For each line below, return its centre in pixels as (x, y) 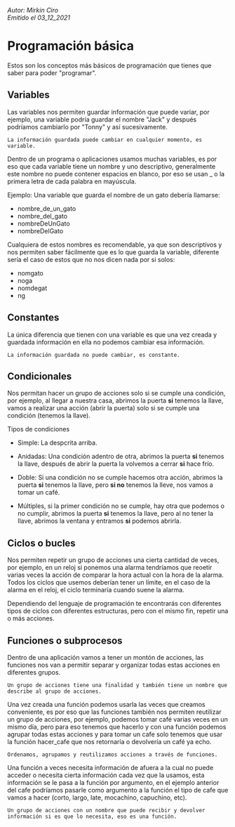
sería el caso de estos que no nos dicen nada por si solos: (91, 259)
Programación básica (71, 46)
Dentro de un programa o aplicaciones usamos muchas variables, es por (112, 159)
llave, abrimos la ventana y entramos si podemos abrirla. (99, 521)
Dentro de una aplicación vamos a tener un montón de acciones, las (106, 657)
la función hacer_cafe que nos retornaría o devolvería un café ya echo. (109, 742)
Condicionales (40, 376)
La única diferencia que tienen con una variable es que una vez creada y (112, 334)
